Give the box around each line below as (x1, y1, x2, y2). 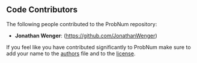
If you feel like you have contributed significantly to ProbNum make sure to (6, 43, 191, 51)
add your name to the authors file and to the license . (6, 50, 136, 57)
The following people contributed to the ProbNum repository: (6, 20, 157, 27)
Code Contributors (6, 5, 78, 15)
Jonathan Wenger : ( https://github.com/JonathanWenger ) (14, 32, 157, 39)
